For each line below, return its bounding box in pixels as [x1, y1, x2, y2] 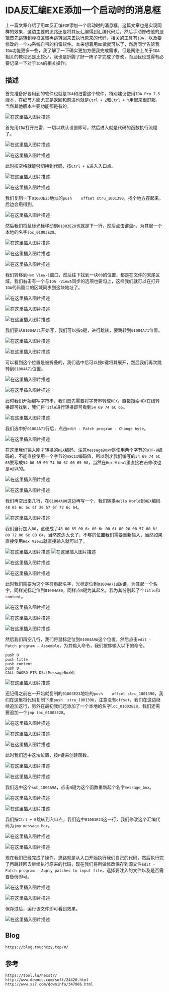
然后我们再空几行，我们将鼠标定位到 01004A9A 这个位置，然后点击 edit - [5, 636, 152, 642]
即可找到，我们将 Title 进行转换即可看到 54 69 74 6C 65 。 [9, 404, 128, 410]
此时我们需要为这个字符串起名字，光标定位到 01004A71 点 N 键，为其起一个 [5, 581, 153, 587]
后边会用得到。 [5, 201, 36, 207]
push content [5, 661, 33, 666]
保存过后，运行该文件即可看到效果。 [5, 905, 80, 911]
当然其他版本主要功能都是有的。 [5, 103, 71, 109]
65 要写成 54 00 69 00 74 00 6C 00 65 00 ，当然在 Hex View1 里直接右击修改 [5, 459, 157, 465]
